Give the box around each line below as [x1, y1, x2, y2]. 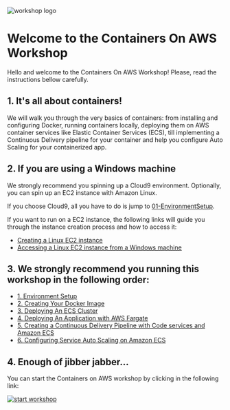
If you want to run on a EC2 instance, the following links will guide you [7, 215, 205, 223]
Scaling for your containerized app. [7, 143, 107, 151]
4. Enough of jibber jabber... [7, 356, 129, 368]
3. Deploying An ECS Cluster [16, 307, 98, 315]
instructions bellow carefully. [7, 75, 89, 83]
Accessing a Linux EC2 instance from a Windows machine [16, 243, 182, 252]
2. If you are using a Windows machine [7, 163, 176, 175]
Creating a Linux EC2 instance [16, 236, 103, 244]
